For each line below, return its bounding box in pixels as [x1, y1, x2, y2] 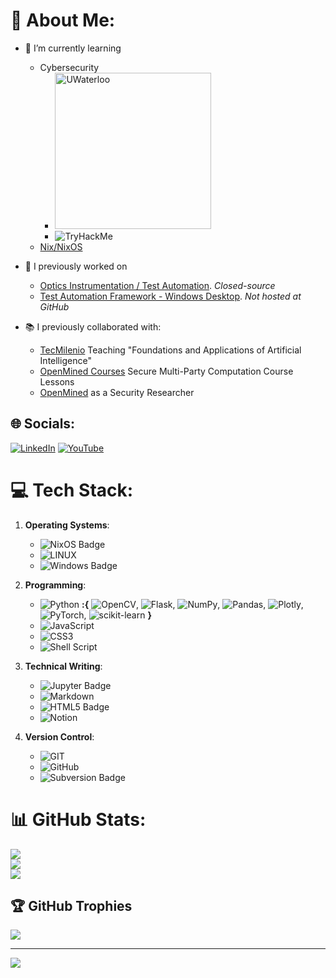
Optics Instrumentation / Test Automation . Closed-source [39, 279, 276, 291]
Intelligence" [39, 354, 92, 366]
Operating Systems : [24, 519, 110, 531]
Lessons [39, 375, 75, 388]
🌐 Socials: [10, 415, 76, 433]
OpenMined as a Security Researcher [39, 386, 195, 398]
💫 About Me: [10, 9, 116, 32]
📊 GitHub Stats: [10, 808, 147, 831]
